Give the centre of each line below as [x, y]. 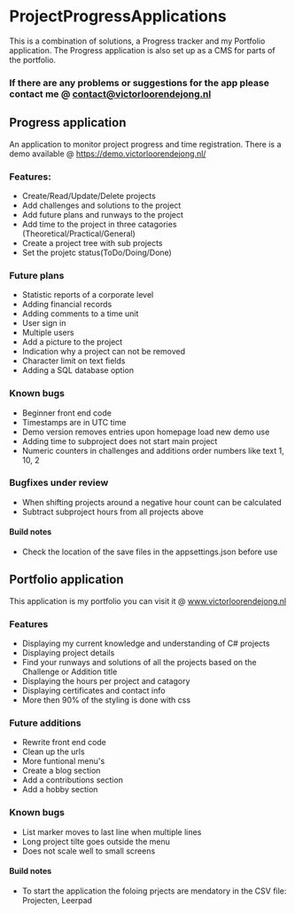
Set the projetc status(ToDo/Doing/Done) [97, 252]
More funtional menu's [63, 761]
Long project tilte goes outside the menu [96, 841]
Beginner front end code [67, 413]
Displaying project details [68, 653]
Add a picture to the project [72, 342]
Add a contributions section [73, 780]
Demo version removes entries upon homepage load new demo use [146, 432]
